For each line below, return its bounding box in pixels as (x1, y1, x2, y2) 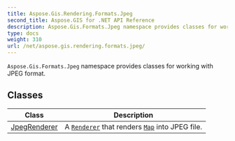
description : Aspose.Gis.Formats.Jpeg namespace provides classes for (7, 23, 218, 30)
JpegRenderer (10, 121, 58, 131)
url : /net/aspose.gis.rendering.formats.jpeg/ (7, 43, 145, 50)
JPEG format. (7, 69, 46, 77)
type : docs (7, 29, 39, 37)
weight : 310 (7, 36, 42, 43)
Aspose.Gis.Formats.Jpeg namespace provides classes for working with (7, 62, 213, 70)
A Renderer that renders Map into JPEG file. (64, 121, 203, 131)
